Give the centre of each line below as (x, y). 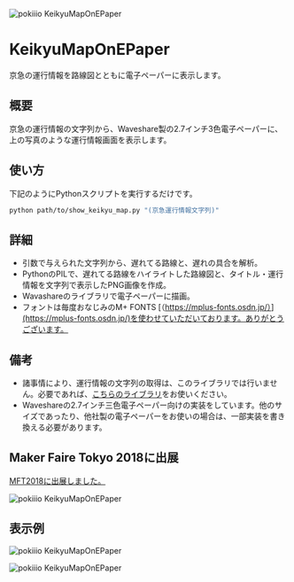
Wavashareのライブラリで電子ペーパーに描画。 (108, 296)
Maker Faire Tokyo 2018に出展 (94, 458)
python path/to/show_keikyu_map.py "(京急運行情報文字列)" (114, 210)
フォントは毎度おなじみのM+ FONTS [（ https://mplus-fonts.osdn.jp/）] (148, 307)
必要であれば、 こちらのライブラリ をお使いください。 (135, 394)
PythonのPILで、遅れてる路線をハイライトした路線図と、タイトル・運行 (153, 274)
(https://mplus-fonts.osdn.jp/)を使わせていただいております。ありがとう (153, 318)
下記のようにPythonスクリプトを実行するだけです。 (103, 193)
